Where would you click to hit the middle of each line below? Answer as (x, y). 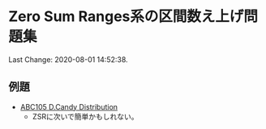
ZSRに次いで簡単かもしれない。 (85, 116)
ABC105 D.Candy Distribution (69, 106)
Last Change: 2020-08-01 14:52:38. (68, 59)
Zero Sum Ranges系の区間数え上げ (126, 17)
